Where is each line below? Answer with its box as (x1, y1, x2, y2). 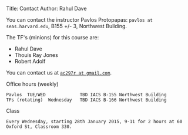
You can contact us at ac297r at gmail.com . (6, 69, 112, 76)
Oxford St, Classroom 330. (6, 124, 72, 130)
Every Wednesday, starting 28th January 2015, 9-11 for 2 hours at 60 (6, 119, 183, 124)
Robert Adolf (14, 58, 46, 65)
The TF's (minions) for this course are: (6, 34, 99, 41)
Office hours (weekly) (6, 80, 59, 87)
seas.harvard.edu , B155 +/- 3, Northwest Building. (6, 23, 127, 29)
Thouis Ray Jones (14, 52, 59, 58)
